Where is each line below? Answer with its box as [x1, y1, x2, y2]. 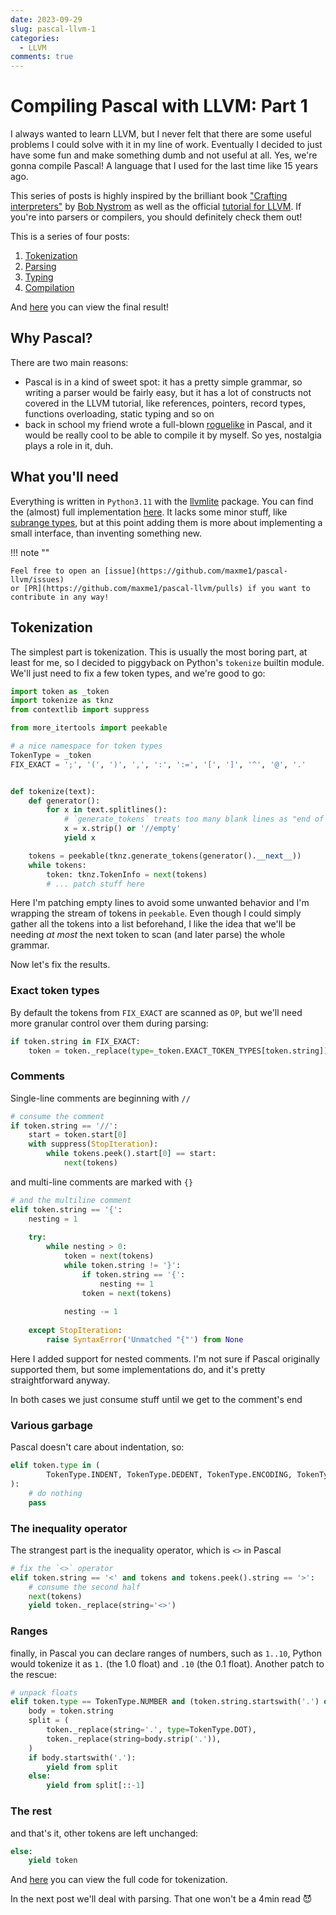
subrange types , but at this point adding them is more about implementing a [10, 516, 323, 528]
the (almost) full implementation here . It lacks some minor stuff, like [10, 506, 288, 518]
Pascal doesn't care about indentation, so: [10, 1441, 185, 1453]
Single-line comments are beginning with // [10, 1092, 191, 1104]
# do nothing [28, 1488, 83, 1498]
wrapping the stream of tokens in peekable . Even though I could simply [10, 907, 302, 920]
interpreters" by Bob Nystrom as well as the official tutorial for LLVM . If [10, 201, 302, 213]
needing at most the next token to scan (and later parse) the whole [10, 929, 286, 941]
